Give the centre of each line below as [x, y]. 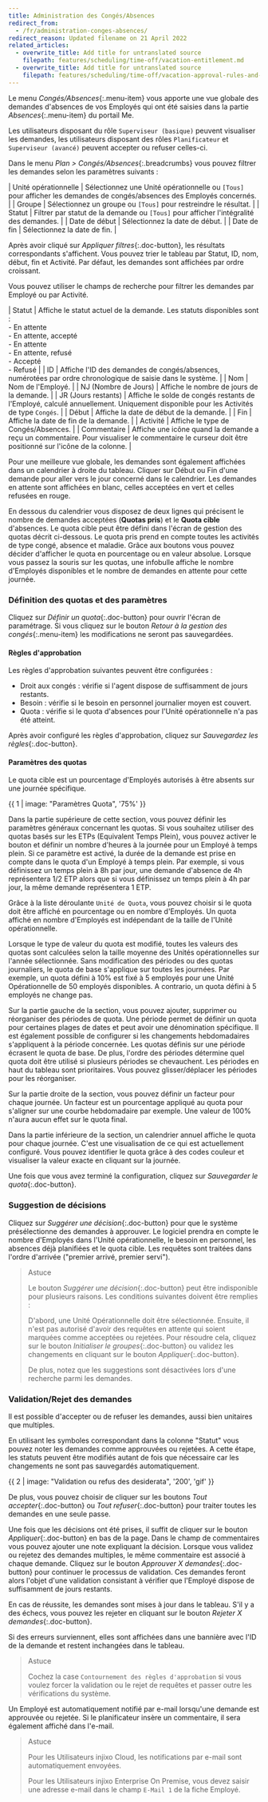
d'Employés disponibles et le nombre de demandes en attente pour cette [128, 571]
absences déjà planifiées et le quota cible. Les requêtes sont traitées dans [130, 1248]
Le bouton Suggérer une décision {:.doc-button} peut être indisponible [143, 1287]
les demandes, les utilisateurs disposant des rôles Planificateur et [118, 139]
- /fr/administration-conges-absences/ [82, 30]
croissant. [25, 270]
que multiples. [32, 1424]
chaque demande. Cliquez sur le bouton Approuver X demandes [114, 1563]
